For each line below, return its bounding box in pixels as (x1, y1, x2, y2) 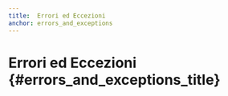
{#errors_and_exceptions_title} (8, 70, 221, 89)
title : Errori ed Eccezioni (8, 11, 106, 20)
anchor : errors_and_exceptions (8, 19, 113, 27)
